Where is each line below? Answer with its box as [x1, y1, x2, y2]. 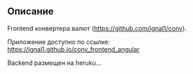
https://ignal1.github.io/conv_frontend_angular [7, 45, 140, 53]
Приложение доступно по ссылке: [7, 38, 110, 46]
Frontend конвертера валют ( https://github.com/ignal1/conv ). [7, 24, 187, 32]
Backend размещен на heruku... [7, 59, 102, 67]
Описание [7, 6, 54, 17]
